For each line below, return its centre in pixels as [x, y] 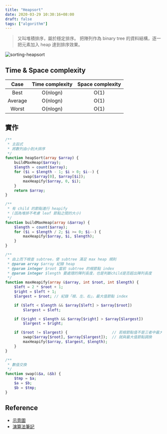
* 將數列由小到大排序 [26, 149]
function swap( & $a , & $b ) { [33, 374]
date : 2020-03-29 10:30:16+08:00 [40, 14]
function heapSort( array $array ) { [42, 158]
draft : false [19, 19]
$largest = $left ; [42, 310]
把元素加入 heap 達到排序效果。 [50, 45]
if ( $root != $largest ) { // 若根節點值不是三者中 [85, 332]
